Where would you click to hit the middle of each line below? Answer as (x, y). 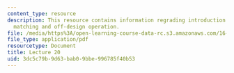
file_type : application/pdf (48, 40)
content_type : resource (42, 14)
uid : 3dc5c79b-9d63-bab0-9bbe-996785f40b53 (71, 59)
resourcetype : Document (42, 46)
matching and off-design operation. (67, 26)
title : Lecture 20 (34, 53)
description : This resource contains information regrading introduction (117, 20)
